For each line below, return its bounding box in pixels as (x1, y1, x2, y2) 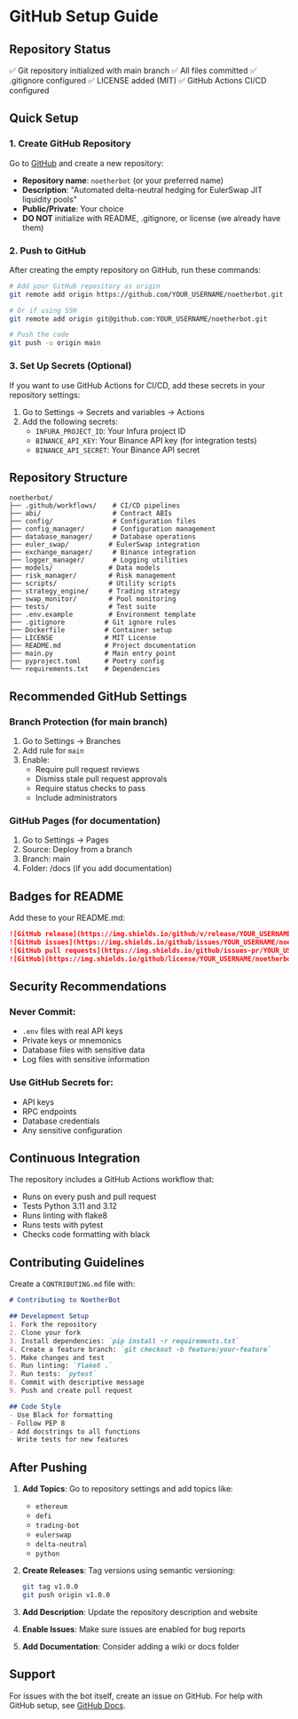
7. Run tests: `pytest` (9, 1370, 98, 1379)
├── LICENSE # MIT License (9, 634, 157, 643)
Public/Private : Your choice (21, 203, 124, 214)
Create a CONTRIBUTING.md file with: (9, 1278, 136, 1290)
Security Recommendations (9, 979, 167, 995)
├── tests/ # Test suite (9, 603, 157, 612)
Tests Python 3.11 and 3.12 (21, 1201, 118, 1211)
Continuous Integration (9, 1151, 140, 1166)
